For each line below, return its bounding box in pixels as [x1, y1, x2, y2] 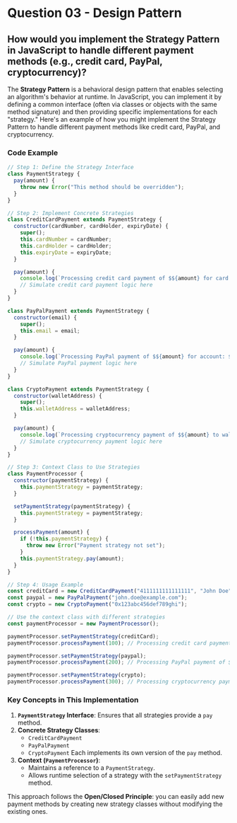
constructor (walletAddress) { [13, 392, 102, 399]
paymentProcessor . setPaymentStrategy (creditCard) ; [7, 633, 159, 640]
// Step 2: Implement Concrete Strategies [7, 209, 134, 217]
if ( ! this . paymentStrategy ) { [20, 536, 109, 543]
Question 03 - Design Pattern [7, 5, 182, 21]
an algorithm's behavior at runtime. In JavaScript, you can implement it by [7, 93, 222, 100]
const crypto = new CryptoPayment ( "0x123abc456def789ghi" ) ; [7, 601, 188, 608]
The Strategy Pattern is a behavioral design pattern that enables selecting [7, 85, 224, 93]
